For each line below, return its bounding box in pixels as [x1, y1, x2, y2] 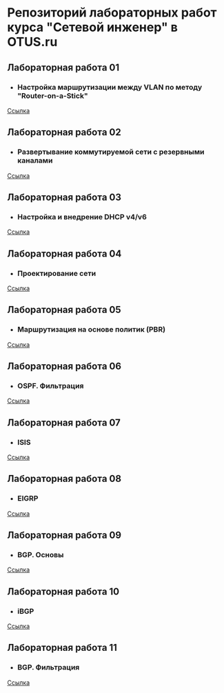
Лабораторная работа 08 [7, 473, 122, 485]
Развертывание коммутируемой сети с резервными [17, 147, 205, 157]
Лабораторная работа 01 [7, 61, 120, 73]
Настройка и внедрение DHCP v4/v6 [17, 212, 147, 221]
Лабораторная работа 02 [7, 126, 122, 139]
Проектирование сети [17, 268, 96, 278]
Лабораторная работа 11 [7, 642, 117, 654]
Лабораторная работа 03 [7, 191, 122, 203]
